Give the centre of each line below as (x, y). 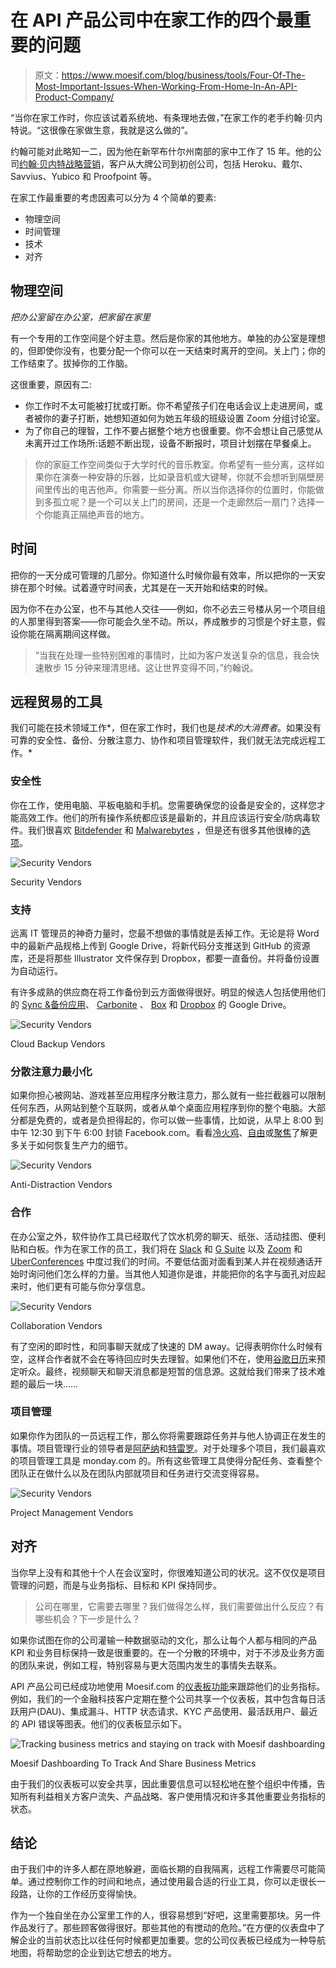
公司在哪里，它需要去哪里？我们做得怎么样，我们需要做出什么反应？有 (179, 1606)
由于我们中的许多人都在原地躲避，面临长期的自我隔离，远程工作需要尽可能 (163, 1869)
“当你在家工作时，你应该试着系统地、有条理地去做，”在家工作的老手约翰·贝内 (166, 117)
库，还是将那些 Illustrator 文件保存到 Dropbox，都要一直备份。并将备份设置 (165, 958)
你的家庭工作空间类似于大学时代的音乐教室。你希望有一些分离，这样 (175, 464)
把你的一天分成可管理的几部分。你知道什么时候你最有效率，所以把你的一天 (163, 575)
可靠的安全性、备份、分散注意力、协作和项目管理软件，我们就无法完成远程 (163, 740)
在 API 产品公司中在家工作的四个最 (152, 20)
